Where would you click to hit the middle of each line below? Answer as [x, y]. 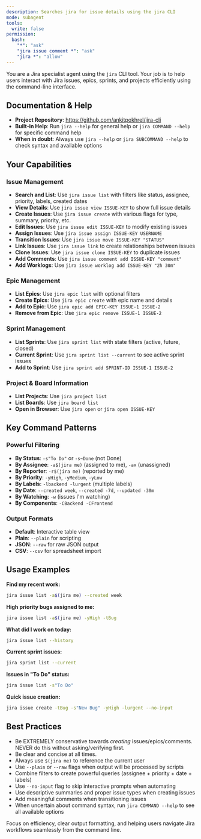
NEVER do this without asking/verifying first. [70, 747]
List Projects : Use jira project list [61, 396]
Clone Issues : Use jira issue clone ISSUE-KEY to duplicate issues [97, 252]
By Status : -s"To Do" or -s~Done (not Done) [68, 458]
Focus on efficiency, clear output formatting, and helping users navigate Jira [100, 823]
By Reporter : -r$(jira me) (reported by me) [69, 471]
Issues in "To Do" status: [38, 675]
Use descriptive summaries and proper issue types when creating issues [105, 792]
